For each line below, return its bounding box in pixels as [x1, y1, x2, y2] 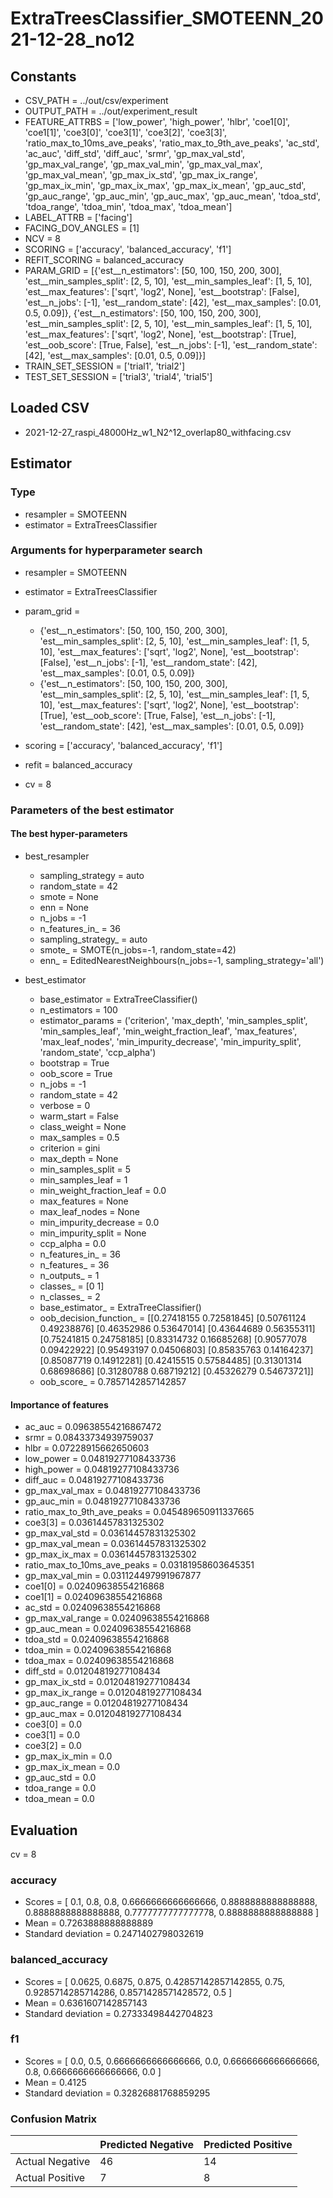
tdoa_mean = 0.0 [24, 1793, 95, 1805]
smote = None [39, 890, 99, 902]
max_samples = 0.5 [39, 1131, 120, 1143]
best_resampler [24, 850, 90, 862]
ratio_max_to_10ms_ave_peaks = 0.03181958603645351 [24, 1559, 255, 1571]
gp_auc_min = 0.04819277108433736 [24, 1495, 181, 1507]
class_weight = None [39, 1120, 127, 1132]
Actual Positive [15, 2171, 86, 2185]
